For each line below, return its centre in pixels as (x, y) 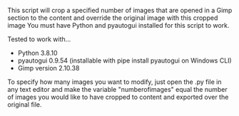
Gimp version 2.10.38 (49, 68)
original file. (25, 105)
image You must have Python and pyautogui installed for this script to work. (118, 25)
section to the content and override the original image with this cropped (113, 18)
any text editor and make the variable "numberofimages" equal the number (117, 89)
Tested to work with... (39, 39)
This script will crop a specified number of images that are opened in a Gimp (120, 10)
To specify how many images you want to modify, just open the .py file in (115, 82)
